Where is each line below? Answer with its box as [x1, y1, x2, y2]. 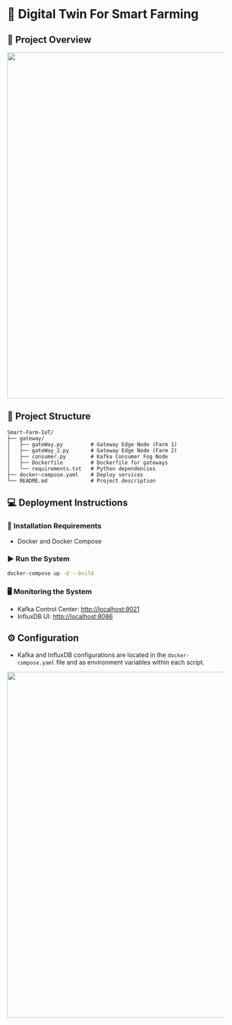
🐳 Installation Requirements [7, 521, 102, 531]
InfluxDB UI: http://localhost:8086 [17, 612, 113, 620]
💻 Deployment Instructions [7, 497, 128, 509]
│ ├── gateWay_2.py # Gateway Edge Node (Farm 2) [7, 447, 177, 454]
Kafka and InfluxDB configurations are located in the [17, 650, 166, 659]
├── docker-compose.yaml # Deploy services [7, 471, 144, 478]
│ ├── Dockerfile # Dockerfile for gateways [7, 459, 168, 466]
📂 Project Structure [7, 411, 91, 423]
